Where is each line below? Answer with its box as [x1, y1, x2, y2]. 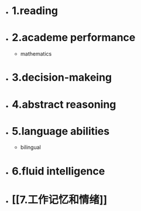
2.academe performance [11, 31, 136, 45]
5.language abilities [11, 124, 110, 138]
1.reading [11, 4, 59, 18]
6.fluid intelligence [11, 164, 105, 178]
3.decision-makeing [11, 71, 112, 84]
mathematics [20, 50, 52, 57]
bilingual [20, 144, 41, 151]
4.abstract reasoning [11, 98, 116, 111]
